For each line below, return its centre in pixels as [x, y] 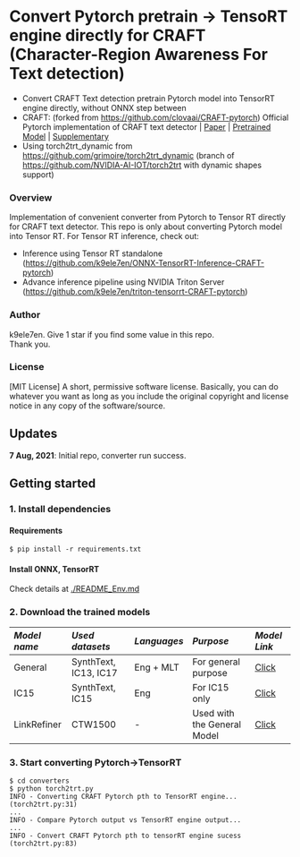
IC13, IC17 [94, 673]
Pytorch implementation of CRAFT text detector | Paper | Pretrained [146, 126]
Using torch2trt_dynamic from [77, 146]
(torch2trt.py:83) [43, 844]
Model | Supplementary [66, 136]
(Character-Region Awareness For [138, 55]
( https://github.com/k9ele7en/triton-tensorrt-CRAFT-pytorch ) [135, 292]
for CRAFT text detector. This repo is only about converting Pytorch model [146, 227]
